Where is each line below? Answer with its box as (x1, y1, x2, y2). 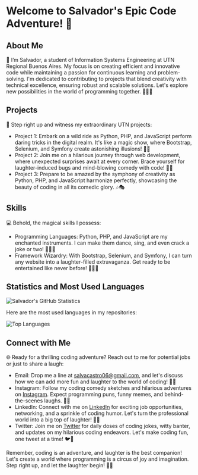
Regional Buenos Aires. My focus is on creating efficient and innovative (6, 62, 180, 70)
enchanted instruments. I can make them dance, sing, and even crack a (14, 239, 190, 246)
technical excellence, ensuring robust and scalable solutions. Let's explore (6, 82, 189, 89)
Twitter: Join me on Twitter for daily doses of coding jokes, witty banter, (14, 423, 191, 430)
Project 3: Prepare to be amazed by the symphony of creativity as (14, 170, 175, 177)
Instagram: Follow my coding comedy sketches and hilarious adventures (14, 385, 191, 392)
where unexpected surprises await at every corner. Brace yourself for (14, 158, 185, 165)
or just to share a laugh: (6, 360, 64, 367)
